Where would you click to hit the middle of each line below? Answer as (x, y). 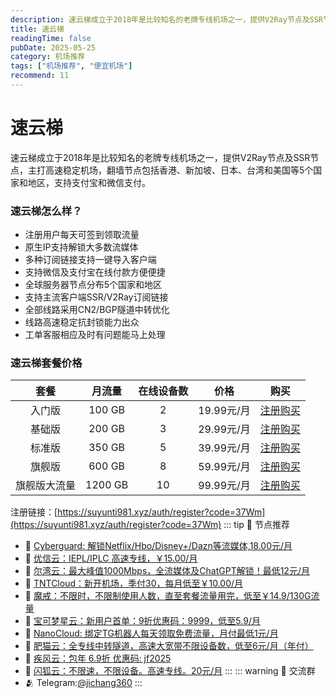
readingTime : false (51, 38)
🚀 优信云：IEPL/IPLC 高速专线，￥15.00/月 (111, 558)
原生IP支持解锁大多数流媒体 (81, 247)
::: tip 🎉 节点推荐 (256, 525)
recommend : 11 (40, 76)
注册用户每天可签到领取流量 (82, 235)
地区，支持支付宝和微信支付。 (89, 182)
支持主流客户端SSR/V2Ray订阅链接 (96, 297)
